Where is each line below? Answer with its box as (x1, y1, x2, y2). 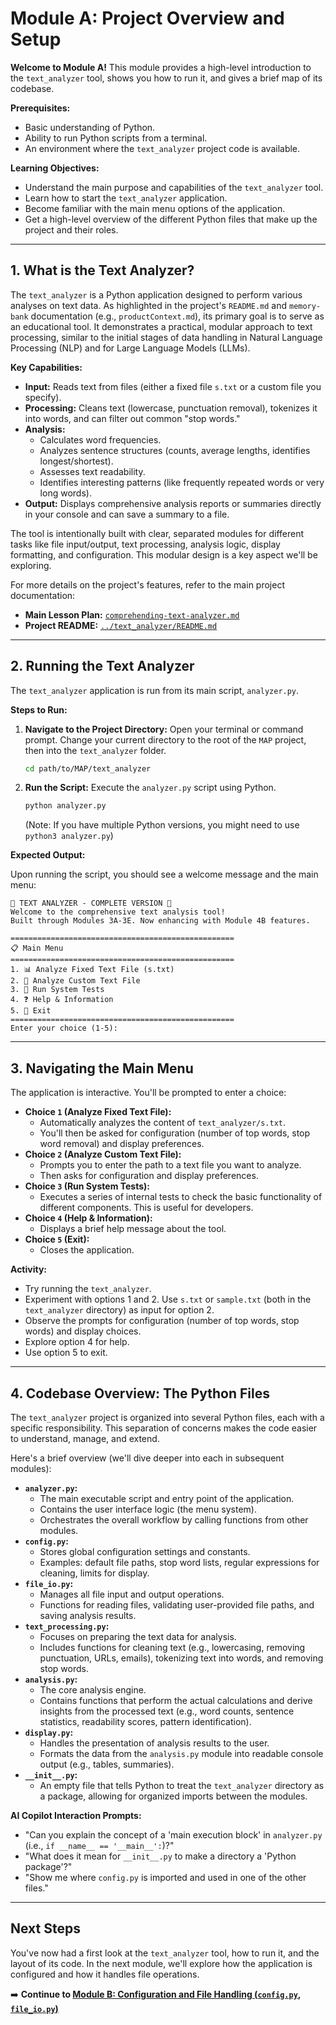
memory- (288, 301, 322, 311)
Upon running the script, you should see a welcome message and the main (10, 868, 319, 881)
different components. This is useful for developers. (39, 1202, 254, 1214)
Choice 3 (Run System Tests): (24, 1180, 150, 1192)
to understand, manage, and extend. (10, 1432, 160, 1444)
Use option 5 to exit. (24, 1347, 108, 1359)
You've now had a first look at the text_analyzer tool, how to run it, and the (10, 1947, 320, 1959)
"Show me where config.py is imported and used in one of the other (24, 1871, 307, 1883)
